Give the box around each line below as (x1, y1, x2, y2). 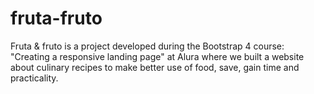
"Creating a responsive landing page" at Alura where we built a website (10, 50, 305, 62)
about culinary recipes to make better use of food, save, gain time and (10, 61, 300, 73)
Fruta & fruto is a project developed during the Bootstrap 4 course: (10, 40, 285, 52)
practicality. (10, 72, 59, 84)
